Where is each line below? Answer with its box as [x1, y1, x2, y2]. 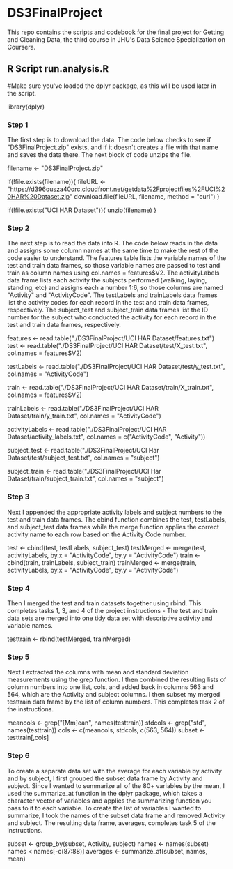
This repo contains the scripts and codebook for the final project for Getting [7, 28, 225, 36]
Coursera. [7, 43, 36, 51]
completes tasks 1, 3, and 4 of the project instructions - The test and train [7, 606, 218, 614]
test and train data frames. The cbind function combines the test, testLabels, [7, 515, 227, 524]
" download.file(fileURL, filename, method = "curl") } [69, 192, 220, 201]
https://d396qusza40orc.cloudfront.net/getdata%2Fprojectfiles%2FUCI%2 [10, 185, 225, 193]
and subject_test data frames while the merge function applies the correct [7, 522, 219, 531]
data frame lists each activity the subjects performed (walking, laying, [7, 276, 207, 285]
